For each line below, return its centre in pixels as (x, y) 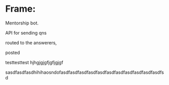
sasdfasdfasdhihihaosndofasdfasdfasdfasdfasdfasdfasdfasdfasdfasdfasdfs (85, 72)
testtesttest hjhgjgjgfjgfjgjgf (34, 62)
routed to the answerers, (31, 42)
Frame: (20, 9)
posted (13, 52)
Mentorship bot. (22, 23)
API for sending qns (26, 33)
